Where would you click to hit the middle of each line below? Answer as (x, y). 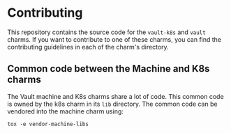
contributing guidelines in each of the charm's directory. (88, 47)
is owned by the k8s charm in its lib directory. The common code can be (112, 104)
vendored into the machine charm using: (66, 111)
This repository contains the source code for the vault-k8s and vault (106, 32)
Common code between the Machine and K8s (109, 69)
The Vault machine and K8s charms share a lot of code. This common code (116, 96)
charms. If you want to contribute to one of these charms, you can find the (114, 39)
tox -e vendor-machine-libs (48, 124)
